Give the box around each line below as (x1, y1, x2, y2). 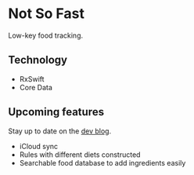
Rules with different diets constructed (19, 150, 141, 159)
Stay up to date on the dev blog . (8, 126, 112, 136)
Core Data (19, 82, 53, 92)
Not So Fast (8, 5, 84, 23)
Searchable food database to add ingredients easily (19, 158, 186, 167)
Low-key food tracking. (8, 31, 84, 40)
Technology (8, 53, 68, 67)
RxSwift (19, 74, 45, 83)
